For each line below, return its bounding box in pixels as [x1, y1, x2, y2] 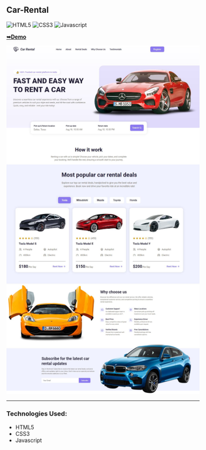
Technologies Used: [6, 410, 67, 418]
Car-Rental [6, 5, 49, 15]
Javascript [15, 437, 42, 444]
